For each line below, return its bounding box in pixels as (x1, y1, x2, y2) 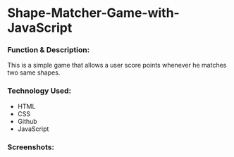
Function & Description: (7, 45, 90, 55)
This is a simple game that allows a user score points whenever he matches (7, 61, 227, 70)
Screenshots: (7, 142, 55, 152)
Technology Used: (7, 86, 72, 96)
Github (17, 117, 37, 125)
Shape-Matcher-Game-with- (7, 5, 180, 21)
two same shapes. (7, 68, 61, 77)
